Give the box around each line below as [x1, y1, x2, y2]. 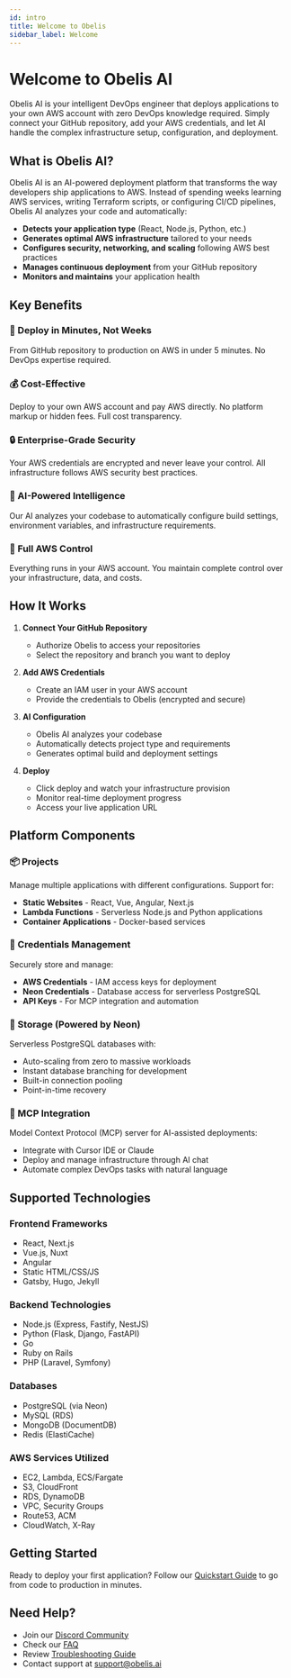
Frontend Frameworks [9, 1217, 108, 1229]
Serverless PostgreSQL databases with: [9, 1039, 156, 1049]
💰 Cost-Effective [9, 377, 86, 390]
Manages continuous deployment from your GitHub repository [22, 262, 258, 273]
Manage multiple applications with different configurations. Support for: [9, 879, 274, 890]
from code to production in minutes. [9, 1579, 142, 1590]
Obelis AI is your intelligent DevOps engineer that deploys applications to [9, 98, 279, 109]
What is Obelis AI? [9, 153, 114, 168]
